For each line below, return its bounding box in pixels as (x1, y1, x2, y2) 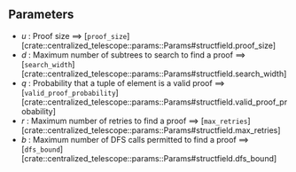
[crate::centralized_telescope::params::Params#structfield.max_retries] (20, 124, 281, 136)
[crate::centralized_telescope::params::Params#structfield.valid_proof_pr (20, 97, 288, 107)
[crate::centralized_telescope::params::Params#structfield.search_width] (20, 68, 287, 79)
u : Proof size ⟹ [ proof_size (20, 30, 128, 41)
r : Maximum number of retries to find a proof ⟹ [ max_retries (20, 115, 248, 126)
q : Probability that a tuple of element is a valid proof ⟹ (20, 77, 225, 88)
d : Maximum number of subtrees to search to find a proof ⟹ (20, 49, 246, 60)
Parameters (8, 7, 74, 22)
